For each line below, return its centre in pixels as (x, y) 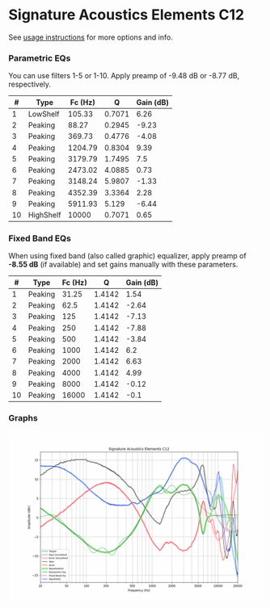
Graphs (23, 418)
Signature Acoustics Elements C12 (127, 15)
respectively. (30, 84)
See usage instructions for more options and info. (91, 37)
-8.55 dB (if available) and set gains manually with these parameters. (123, 265)
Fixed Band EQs (40, 238)
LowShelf (44, 114)
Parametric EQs (40, 58)
